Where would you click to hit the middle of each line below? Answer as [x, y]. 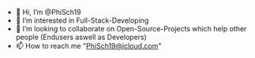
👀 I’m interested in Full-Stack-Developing [82, 20]
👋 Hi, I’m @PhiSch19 [48, 12]
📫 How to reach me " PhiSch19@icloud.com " [88, 46]
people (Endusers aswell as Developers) [81, 37]
